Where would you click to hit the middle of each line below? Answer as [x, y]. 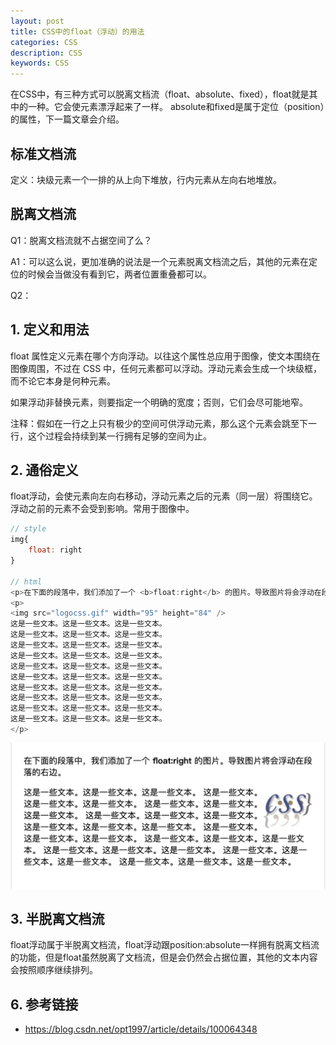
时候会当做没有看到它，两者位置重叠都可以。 [119, 274]
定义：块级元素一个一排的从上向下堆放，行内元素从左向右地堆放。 [146, 179]
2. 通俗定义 [44, 470]
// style [28, 529]
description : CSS [46, 53]
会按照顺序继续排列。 [54, 970]
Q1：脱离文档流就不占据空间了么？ [81, 240]
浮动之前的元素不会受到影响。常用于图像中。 [102, 509]
